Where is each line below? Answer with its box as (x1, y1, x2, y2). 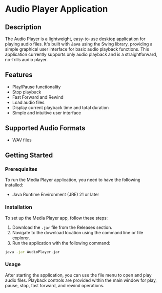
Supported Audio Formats (5, 124, 85, 133)
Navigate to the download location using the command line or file (12, 229, 143, 235)
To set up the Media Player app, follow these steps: (5, 215, 108, 221)
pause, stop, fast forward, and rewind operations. (5, 282, 104, 288)
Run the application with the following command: (12, 240, 111, 246)
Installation (5, 204, 33, 211)
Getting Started (5, 151, 53, 159)
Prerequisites (5, 165, 38, 172)
